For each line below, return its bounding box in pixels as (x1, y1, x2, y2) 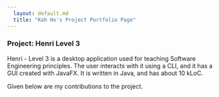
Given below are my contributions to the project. (7, 82, 144, 90)
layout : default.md (13, 10, 69, 17)
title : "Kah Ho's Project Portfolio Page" (13, 16, 136, 23)
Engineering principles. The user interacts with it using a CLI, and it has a (7, 61, 213, 70)
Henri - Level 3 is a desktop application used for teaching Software (7, 54, 196, 62)
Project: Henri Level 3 (7, 39, 81, 48)
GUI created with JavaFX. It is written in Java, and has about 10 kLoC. (7, 69, 203, 77)
